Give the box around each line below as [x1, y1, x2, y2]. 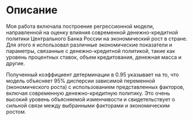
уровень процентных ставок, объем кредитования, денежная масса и [6, 54, 182, 61]
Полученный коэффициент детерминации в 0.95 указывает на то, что [6, 71, 179, 78]
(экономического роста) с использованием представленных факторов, [6, 83, 185, 90]
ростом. [6, 108, 26, 115]
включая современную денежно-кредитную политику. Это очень [6, 90, 170, 97]
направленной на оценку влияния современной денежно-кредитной [6, 29, 178, 35]
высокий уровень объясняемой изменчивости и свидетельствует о [6, 95, 176, 102]
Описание [6, 3, 58, 17]
